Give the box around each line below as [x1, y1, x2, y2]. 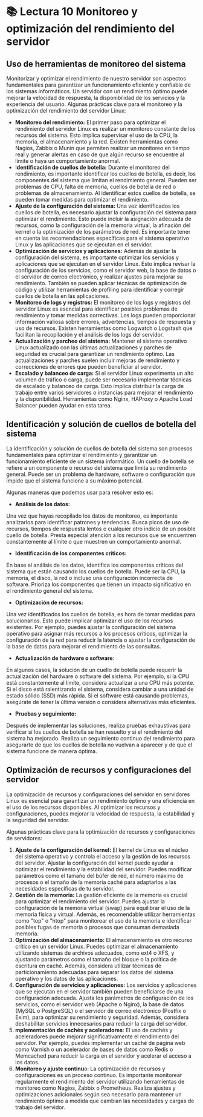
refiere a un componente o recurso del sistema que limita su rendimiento [6, 464, 187, 471]
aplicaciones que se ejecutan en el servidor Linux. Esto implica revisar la [14, 260, 196, 267]
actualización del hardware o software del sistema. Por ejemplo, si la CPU [6, 673, 190, 680]
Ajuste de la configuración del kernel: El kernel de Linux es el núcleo [14, 846, 188, 854]
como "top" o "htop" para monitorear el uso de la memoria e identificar [14, 917, 192, 924]
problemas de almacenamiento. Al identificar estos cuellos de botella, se [14, 189, 196, 197]
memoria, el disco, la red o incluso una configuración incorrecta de [6, 574, 173, 581]
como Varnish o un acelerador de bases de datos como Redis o [14, 1046, 173, 1053]
